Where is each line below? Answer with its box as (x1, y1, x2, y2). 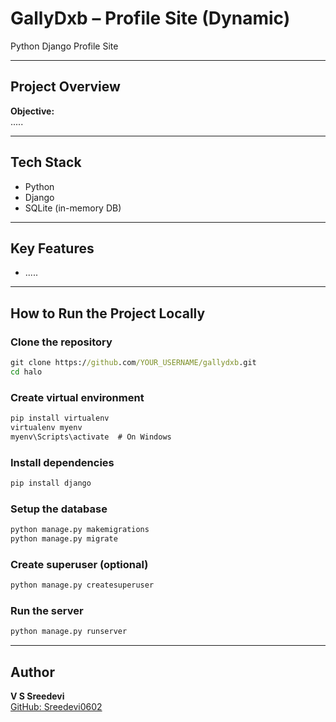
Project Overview (10, 78, 121, 96)
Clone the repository (10, 335, 113, 349)
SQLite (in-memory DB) (24, 202, 122, 214)
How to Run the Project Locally (10, 305, 206, 322)
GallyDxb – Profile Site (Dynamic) (10, 7, 291, 30)
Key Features (10, 240, 95, 257)
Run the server (10, 604, 84, 618)
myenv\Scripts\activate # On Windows (10, 432, 172, 442)
